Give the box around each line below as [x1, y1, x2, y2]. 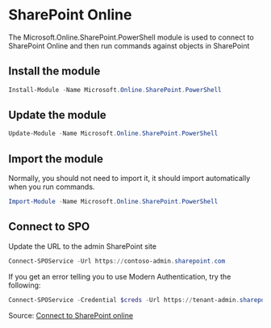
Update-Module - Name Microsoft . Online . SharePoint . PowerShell [8, 129, 219, 138]
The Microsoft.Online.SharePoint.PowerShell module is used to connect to [8, 32, 254, 42]
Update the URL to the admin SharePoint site [8, 241, 157, 251]
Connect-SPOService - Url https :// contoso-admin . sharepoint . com [8, 257, 226, 265]
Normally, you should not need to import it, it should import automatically [8, 174, 251, 183]
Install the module [8, 65, 101, 78]
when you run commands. [8, 182, 95, 191]
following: [8, 280, 41, 290]
